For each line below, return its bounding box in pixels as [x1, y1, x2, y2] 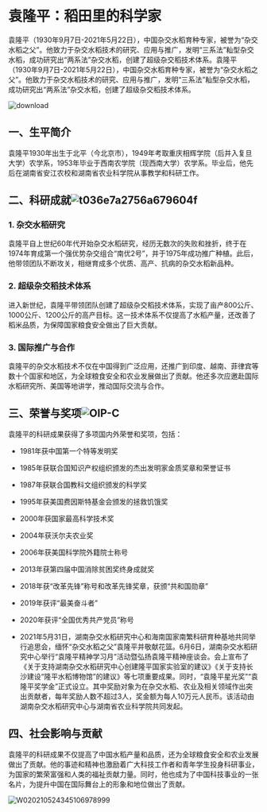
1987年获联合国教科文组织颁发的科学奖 [19, 480, 147, 489]
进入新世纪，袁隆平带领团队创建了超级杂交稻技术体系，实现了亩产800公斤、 [8, 300, 258, 310]
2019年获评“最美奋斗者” [19, 597, 98, 608]
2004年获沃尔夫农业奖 [19, 530, 94, 540]
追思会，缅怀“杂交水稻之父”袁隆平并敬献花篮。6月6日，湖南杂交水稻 [26, 641, 251, 652]
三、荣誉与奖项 [8, 407, 82, 420]
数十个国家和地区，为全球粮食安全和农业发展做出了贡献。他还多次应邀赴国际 [8, 371, 259, 381]
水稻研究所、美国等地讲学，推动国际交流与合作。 [8, 381, 168, 391]
